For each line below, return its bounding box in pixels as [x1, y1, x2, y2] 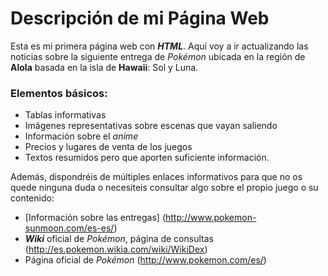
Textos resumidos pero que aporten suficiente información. [24, 152, 270, 164]
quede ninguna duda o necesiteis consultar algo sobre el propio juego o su [10, 182, 319, 194]
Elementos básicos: [10, 86, 108, 100]
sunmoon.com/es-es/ [24, 222, 115, 234]
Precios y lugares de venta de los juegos [24, 141, 193, 153]
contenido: [10, 192, 55, 204]
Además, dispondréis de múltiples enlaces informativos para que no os [10, 171, 303, 183]
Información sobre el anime [24, 130, 139, 142]
